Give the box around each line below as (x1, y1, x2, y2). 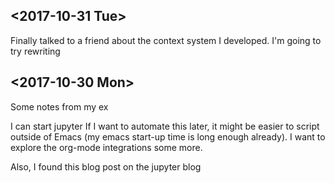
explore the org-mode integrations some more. (10, 141, 203, 153)
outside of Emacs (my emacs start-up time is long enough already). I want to (10, 130, 326, 143)
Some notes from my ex (10, 100, 109, 113)
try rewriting (10, 45, 61, 57)
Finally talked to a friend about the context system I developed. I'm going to (10, 34, 322, 46)
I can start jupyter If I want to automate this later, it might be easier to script (10, 120, 320, 132)
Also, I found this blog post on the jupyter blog (10, 160, 202, 173)
